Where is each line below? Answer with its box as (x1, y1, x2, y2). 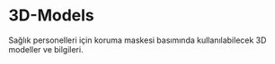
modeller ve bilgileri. (8, 44, 84, 54)
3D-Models (8, 5, 95, 26)
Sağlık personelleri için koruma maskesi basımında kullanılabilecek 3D (8, 35, 267, 45)
